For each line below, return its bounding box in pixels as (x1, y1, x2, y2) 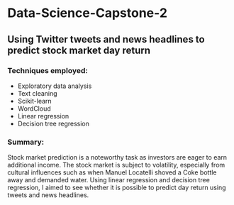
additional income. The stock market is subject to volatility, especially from (7, 161, 225, 170)
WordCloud (17, 104, 51, 113)
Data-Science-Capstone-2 (7, 5, 168, 21)
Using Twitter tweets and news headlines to (7, 33, 205, 45)
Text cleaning (17, 89, 58, 97)
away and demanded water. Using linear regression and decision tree (7, 176, 211, 184)
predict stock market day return (7, 44, 151, 56)
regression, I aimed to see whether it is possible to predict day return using (7, 183, 226, 192)
